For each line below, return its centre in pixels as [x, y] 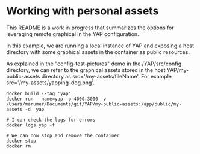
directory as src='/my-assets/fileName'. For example [106, 76]
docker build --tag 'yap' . [42, 93]
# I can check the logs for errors [51, 120]
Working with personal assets [83, 11]
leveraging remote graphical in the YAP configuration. [73, 34]
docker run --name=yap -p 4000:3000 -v [56, 99]
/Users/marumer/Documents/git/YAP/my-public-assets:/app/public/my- [94, 104]
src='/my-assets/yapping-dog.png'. [51, 83]
